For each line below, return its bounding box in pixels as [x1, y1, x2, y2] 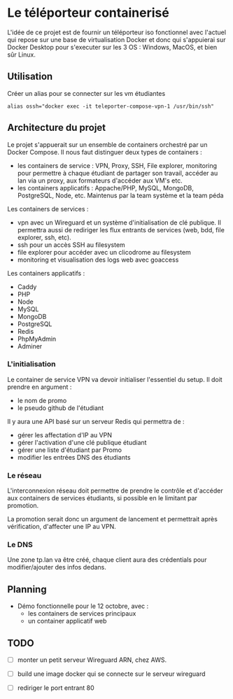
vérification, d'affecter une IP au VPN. [7, 523, 117, 531]
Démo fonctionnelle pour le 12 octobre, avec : [17, 602, 149, 610]
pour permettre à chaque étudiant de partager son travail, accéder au [17, 169, 218, 177]
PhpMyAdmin [17, 334, 57, 343]
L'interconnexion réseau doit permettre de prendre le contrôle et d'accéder [7, 486, 223, 495]
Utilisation [7, 71, 53, 83]
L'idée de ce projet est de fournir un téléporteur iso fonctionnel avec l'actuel [7, 28, 226, 36]
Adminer [17, 341, 43, 351]
